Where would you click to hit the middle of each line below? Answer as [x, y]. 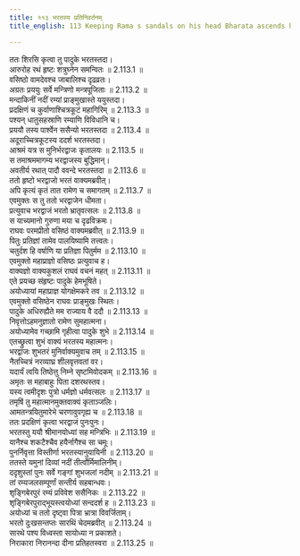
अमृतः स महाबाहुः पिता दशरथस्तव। [57, 381]
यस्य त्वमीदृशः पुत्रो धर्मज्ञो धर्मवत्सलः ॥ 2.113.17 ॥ [79, 391]
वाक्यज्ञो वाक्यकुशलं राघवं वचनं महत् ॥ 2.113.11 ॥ [80, 270]
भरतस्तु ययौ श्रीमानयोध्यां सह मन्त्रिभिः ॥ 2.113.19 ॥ [82, 432]
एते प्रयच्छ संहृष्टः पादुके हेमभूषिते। [56, 281]
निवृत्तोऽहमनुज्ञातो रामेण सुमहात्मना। [58, 321]
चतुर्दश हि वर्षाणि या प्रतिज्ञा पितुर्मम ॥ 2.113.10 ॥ [77, 251]
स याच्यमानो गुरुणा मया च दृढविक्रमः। [61, 220]
